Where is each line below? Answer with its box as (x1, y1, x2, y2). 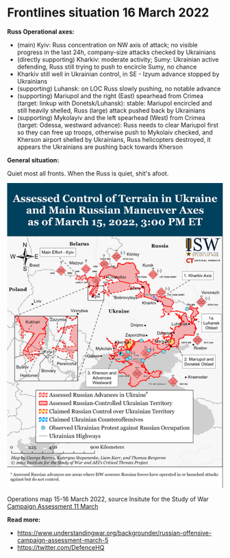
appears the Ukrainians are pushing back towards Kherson (16, 143, 183, 151)
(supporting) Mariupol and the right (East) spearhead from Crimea (16, 91, 204, 100)
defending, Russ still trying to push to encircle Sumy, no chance (16, 62, 197, 71)
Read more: (7, 515, 41, 524)
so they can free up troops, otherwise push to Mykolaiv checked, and (16, 128, 214, 136)
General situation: (7, 156, 60, 164)
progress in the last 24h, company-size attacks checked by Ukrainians (16, 48, 216, 56)
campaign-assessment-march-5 (16, 536, 109, 544)
